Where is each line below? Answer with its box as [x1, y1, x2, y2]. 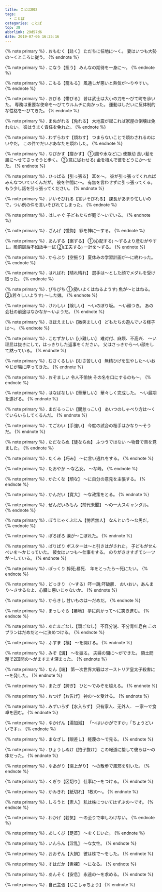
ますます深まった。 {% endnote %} [37, 656, 107, 662]
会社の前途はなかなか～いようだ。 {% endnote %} [5, 309, 105, 314]
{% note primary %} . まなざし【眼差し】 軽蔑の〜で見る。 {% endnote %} [5, 736, 154, 742]
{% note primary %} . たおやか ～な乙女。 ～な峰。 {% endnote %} [5, 465, 138, 471]
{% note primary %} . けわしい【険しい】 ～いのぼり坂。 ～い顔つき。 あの [5, 302, 154, 309]
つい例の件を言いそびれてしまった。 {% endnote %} [13, 202, 117, 207]
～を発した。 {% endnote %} [5, 672, 63, 678]
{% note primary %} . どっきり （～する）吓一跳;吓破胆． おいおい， [5, 581, 141, 587]
